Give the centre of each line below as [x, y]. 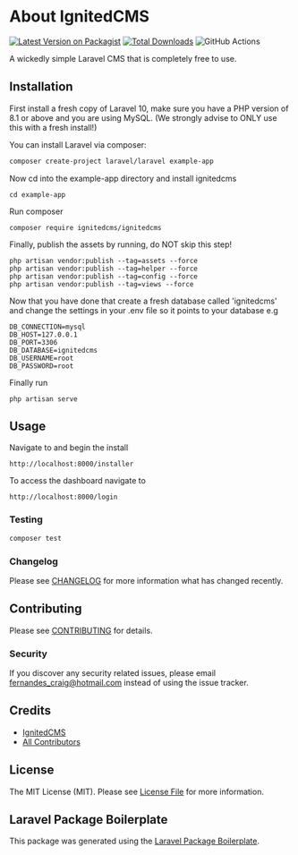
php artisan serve [43, 399]
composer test [36, 538]
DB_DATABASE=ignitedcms [54, 350]
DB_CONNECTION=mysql [48, 327]
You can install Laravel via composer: [78, 144]
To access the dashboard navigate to [77, 481]
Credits [30, 710]
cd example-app [38, 194]
